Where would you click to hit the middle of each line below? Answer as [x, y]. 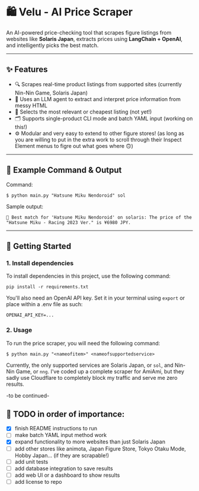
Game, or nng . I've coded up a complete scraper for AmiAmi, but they [100, 371]
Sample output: [25, 206]
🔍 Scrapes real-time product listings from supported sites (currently [98, 84]
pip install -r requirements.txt [47, 287]
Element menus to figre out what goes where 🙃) [74, 146]
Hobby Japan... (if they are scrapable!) [62, 455]
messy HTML [31, 105]
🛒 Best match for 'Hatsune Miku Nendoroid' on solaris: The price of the [99, 217]
